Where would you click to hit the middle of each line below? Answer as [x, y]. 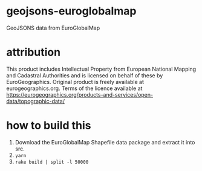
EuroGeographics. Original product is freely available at [75, 82]
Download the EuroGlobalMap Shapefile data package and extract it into [105, 142]
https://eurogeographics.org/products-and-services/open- [80, 94]
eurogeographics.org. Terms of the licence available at [74, 88]
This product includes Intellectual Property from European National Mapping [101, 69]
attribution [34, 52]
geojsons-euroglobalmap [71, 11]
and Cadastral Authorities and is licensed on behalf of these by [85, 75]
